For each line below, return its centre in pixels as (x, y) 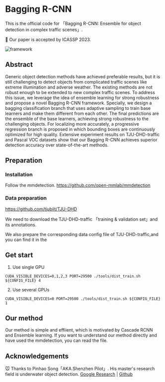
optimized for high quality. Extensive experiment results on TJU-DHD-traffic (82, 134)
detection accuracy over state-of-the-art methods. (57, 145)
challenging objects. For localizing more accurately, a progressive (72, 124)
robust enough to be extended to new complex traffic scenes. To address (80, 92)
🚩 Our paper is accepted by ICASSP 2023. (48, 39)
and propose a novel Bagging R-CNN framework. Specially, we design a (79, 103)
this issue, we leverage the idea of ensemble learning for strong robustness (82, 97)
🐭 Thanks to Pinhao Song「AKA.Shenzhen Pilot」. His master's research (80, 369)
